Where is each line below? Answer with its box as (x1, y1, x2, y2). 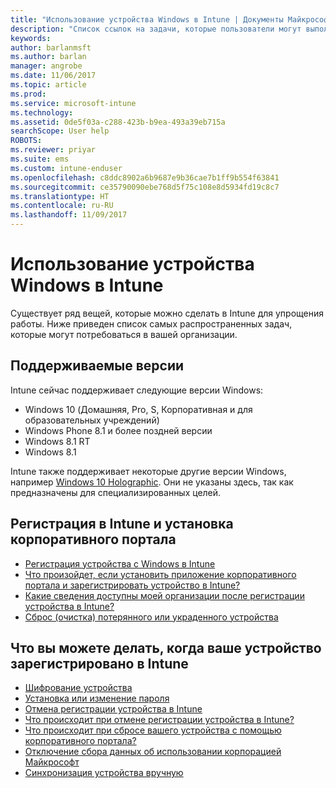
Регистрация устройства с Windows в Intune (24, 557, 216, 570)
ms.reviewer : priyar (10, 145, 97, 155)
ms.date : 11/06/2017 (10, 71, 97, 81)
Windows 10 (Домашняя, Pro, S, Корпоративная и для (24, 403, 253, 415)
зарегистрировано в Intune (10, 655, 189, 672)
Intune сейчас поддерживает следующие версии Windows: (10, 384, 264, 396)
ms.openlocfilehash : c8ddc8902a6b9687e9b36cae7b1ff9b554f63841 (10, 172, 280, 183)
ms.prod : (10, 89, 47, 99)
